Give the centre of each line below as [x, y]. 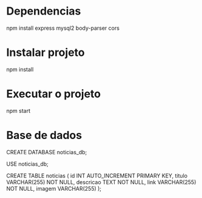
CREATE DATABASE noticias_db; [47, 152]
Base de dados [44, 135]
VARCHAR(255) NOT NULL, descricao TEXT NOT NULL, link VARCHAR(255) [101, 182]
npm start [19, 111]
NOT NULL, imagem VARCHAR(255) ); [54, 188]
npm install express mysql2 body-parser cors [63, 28]
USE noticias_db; [27, 164]
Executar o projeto [54, 94]
